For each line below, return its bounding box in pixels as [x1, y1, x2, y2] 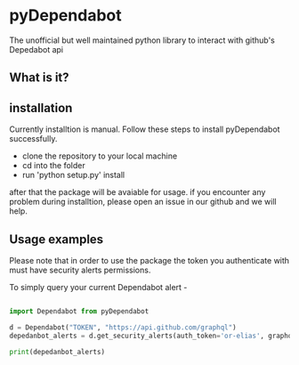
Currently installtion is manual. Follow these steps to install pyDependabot [9, 124, 280, 134]
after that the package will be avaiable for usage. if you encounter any [9, 187, 266, 198]
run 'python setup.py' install [21, 170, 125, 181]
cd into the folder [21, 160, 86, 171]
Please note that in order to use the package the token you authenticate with [9, 255, 290, 265]
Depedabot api [9, 44, 64, 54]
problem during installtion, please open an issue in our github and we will [9, 197, 278, 207]
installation [9, 100, 73, 116]
